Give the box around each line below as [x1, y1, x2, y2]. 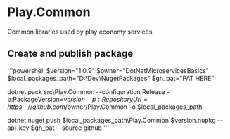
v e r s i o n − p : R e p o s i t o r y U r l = [63, 95, 148, 103]
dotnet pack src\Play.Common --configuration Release [7, 87, 165, 95]
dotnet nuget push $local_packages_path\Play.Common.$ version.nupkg [7, 116, 216, 124]
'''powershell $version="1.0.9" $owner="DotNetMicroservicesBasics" [7, 66, 210, 74]
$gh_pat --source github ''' [30, 124, 110, 132]
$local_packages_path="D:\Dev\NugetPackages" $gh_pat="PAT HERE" [7, 74, 215, 82]
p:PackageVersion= [7, 95, 65, 103]
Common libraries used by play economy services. [7, 27, 155, 36]
